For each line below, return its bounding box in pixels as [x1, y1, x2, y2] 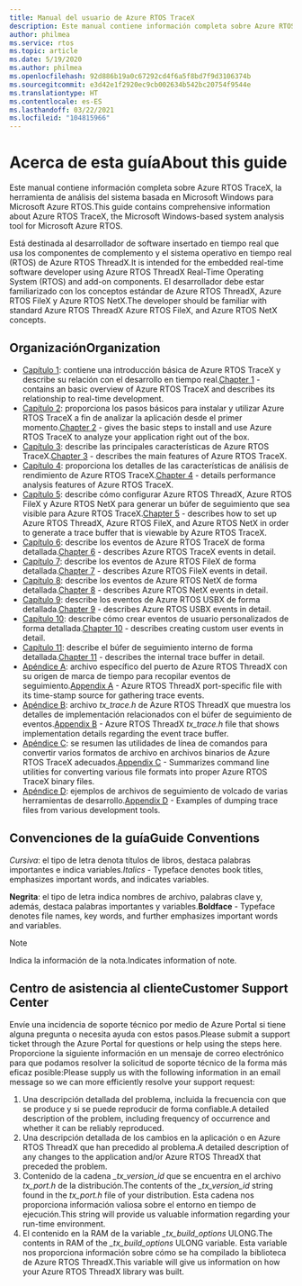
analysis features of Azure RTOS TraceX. [22, 479, 173, 490]
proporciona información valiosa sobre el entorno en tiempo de [22, 1199, 256, 1209]
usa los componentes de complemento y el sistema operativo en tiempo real [9, 248, 292, 258]
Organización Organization [9, 340, 161, 356]
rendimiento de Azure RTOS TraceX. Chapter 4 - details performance [22, 469, 276, 480]
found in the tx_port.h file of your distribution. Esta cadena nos [22, 1190, 254, 1200]
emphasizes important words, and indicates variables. [9, 874, 209, 884]
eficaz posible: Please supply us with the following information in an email [9, 1066, 281, 1077]
